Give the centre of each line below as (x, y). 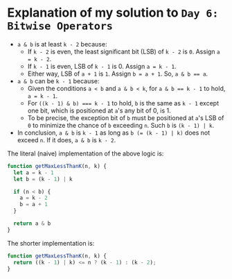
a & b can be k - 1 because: (58, 81)
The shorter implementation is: (51, 243)
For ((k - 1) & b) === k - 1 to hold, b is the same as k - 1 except (123, 103)
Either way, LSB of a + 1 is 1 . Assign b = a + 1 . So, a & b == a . (118, 74)
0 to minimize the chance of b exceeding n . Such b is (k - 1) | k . (121, 125)
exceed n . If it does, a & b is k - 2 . (66, 139)
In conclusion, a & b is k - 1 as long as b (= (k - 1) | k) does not (114, 133)
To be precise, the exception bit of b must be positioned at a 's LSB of (126, 118)
